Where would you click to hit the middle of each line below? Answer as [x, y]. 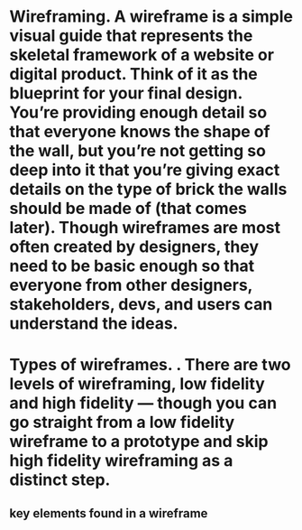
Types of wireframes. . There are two [150, 365]
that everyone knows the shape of [140, 132]
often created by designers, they [134, 247]
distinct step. [60, 480]
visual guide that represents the [131, 36]
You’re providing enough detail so [138, 112]
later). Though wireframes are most [145, 228]
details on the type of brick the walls [148, 189]
